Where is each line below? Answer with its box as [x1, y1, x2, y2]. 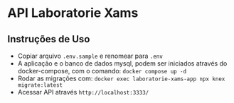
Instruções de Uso [7, 33, 90, 45]
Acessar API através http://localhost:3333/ [17, 88, 149, 96]
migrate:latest [17, 82, 63, 89]
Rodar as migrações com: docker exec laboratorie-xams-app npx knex [17, 74, 225, 83]
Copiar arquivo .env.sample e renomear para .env [17, 51, 164, 60]
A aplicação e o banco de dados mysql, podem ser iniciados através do [17, 59, 228, 68]
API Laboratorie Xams [7, 5, 139, 21]
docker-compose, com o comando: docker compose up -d [17, 67, 187, 75]
